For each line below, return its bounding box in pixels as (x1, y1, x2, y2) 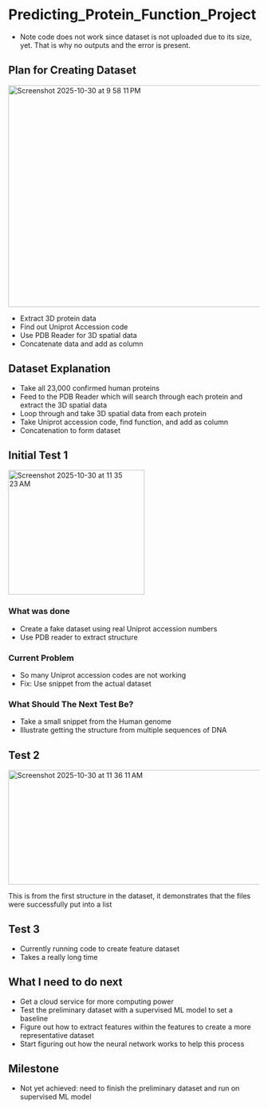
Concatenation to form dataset (19, 425, 121, 435)
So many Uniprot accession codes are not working (19, 670, 187, 679)
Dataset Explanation (8, 362, 111, 376)
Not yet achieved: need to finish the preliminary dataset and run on (19, 1083, 240, 1093)
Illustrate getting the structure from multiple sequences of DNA (19, 726, 227, 735)
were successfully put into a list (8, 899, 112, 910)
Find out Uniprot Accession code (19, 321, 128, 332)
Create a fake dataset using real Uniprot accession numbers (19, 623, 218, 633)
